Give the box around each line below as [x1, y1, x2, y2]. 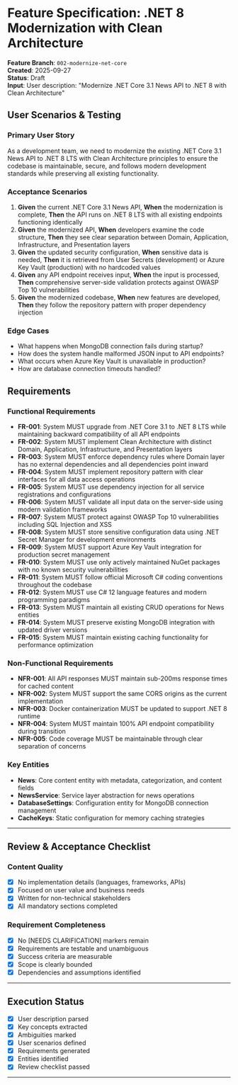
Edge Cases [7, 326, 50, 336]
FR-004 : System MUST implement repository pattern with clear [17, 467, 204, 476]
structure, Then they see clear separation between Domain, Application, [17, 232, 229, 242]
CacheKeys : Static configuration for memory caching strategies [17, 813, 205, 822]
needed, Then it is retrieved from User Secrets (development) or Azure [17, 255, 225, 263]
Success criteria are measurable [17, 952, 113, 960]
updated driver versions [17, 625, 88, 634]
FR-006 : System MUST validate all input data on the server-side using [17, 497, 223, 506]
